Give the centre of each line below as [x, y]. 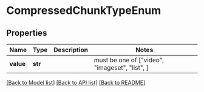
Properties [27, 33]
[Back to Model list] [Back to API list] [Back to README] [76, 83]
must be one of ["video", [129, 60]
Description [71, 50]
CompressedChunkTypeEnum [84, 11]
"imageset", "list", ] [121, 67]
